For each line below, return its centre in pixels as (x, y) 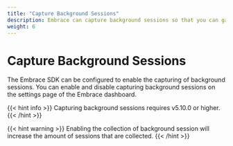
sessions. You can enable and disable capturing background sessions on (111, 87)
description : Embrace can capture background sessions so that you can (113, 20)
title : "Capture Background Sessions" (63, 13)
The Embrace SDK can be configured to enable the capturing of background (116, 80)
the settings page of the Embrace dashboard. (72, 95)
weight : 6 (21, 26)
